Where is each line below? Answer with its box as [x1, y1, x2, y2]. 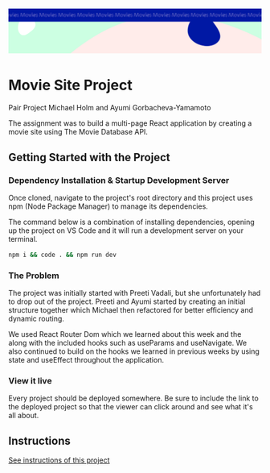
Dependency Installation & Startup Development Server [8, 174, 230, 185]
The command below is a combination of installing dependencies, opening [8, 217, 255, 226]
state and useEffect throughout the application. [8, 355, 165, 365]
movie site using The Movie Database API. [8, 127, 149, 137]
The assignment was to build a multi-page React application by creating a [8, 118, 252, 128]
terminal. [8, 234, 38, 243]
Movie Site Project [8, 77, 133, 94]
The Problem [8, 270, 60, 281]
